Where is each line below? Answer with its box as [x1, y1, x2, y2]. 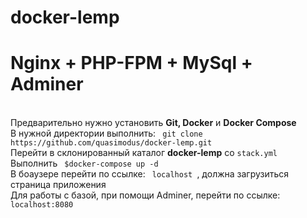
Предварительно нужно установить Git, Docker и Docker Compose [10, 117, 297, 129]
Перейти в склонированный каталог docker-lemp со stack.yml [10, 147, 278, 159]
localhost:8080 [10, 200, 74, 210]
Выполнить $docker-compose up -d [10, 157, 159, 170]
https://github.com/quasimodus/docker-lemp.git [10, 138, 213, 148]
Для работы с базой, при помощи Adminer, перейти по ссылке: [10, 189, 281, 201]
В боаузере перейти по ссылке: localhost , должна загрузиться [10, 168, 290, 180]
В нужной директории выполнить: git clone [10, 127, 203, 140]
